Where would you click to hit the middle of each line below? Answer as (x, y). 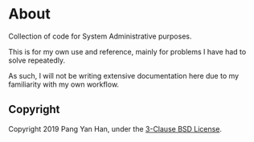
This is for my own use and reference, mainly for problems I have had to (127, 51)
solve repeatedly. (37, 60)
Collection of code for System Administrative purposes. (100, 36)
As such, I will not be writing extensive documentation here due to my (124, 75)
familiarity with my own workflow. (63, 84)
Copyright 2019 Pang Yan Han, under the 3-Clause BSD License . (115, 128)
